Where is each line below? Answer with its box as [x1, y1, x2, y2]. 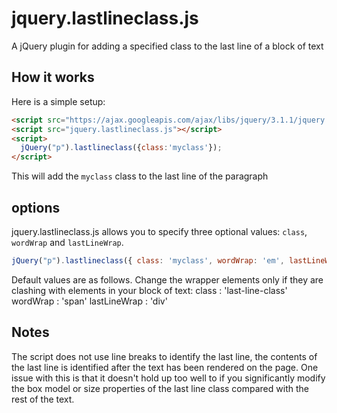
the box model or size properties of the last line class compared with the [11, 382, 309, 394]
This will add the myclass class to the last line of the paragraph [11, 170, 269, 182]
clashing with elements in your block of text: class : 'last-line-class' [11, 284, 288, 296]
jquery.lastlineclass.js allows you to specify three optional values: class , [11, 225, 308, 237]
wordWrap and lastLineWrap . [11, 236, 124, 248]
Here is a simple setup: [11, 95, 106, 107]
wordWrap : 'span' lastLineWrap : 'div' [11, 295, 168, 307]
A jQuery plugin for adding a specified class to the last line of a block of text [11, 40, 324, 52]
